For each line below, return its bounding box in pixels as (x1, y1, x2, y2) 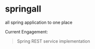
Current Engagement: (5, 29, 48, 34)
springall (5, 3, 41, 15)
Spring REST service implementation (16, 38, 91, 44)
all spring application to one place (5, 19, 73, 25)
